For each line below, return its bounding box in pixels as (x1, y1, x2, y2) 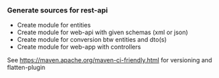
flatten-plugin (7, 64, 46, 72)
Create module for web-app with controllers (16, 43, 142, 51)
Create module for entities (16, 21, 91, 29)
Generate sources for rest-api (7, 5, 108, 15)
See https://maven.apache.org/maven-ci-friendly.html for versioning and (7, 56, 212, 64)
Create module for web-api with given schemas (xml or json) (16, 28, 188, 36)
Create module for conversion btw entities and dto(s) (16, 36, 167, 44)
